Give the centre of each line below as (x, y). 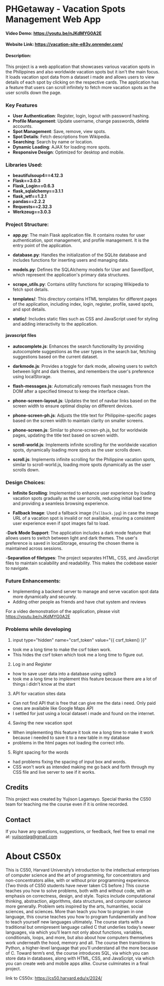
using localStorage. (32, 376)
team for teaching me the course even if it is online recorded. (67, 804)
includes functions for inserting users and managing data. (71, 260)
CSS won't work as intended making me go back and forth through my (83, 767)
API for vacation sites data (39, 694)
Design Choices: (26, 482)
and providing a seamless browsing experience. (61, 503)
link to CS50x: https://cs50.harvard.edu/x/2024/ (54, 978)
